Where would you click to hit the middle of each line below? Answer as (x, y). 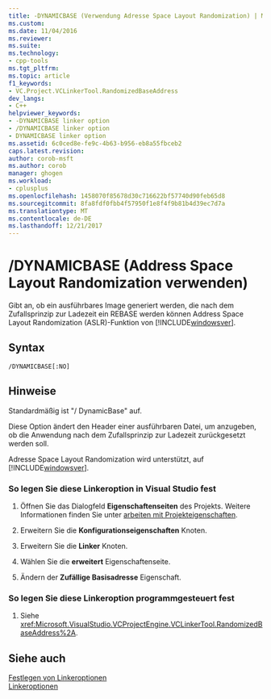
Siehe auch (37, 658)
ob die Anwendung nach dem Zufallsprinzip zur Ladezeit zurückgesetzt (127, 435)
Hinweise (32, 391)
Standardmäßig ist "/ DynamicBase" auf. (75, 410)
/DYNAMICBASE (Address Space (121, 266)
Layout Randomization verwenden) (128, 283)
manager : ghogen (35, 174)
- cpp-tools (28, 61)
